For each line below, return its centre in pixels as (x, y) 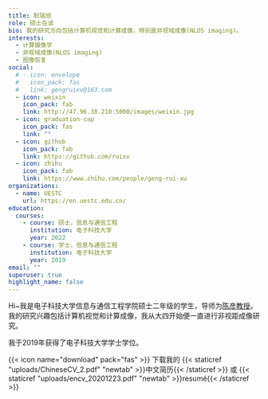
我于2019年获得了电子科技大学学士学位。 (76, 342)
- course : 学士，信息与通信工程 (70, 245)
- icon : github (41, 141)
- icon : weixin (41, 97)
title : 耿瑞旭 (30, 16)
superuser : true (35, 275)
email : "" (25, 268)
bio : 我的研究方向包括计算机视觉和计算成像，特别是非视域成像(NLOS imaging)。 (125, 30)
